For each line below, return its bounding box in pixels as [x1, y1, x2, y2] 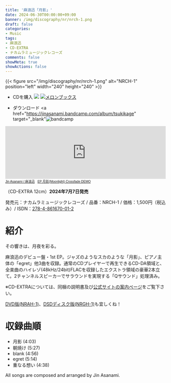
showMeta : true [5, 60, 38, 65]
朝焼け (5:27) [12, 345, 40, 351]
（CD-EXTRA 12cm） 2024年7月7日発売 [5, 189, 89, 195]
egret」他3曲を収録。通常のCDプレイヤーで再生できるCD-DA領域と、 [18, 260, 164, 267]
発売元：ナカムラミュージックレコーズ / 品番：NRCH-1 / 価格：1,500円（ [5, 199, 157, 205]
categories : [5, 26, 31, 32]
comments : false [5, 54, 40, 60]
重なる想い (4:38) [12, 362, 50, 368]
